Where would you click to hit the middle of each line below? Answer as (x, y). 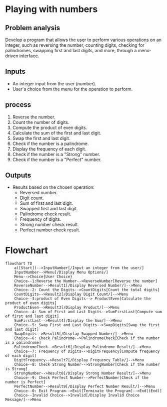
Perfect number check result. (50, 230)
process (18, 105)
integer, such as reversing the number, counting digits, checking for (75, 45)
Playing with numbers (51, 9)
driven (12, 56)
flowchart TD (19, 264)
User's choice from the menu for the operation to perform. (72, 89)
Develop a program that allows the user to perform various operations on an (83, 40)
